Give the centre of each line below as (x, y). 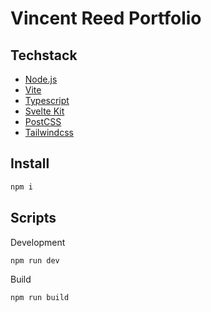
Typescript (47, 100)
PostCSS (43, 121)
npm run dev (35, 260)
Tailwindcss (49, 132)
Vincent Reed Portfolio (106, 18)
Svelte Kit (44, 111)
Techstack (44, 55)
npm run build (40, 298)
